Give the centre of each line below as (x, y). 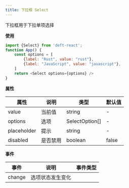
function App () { (24, 50)
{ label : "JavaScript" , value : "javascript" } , (72, 64)
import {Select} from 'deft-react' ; (44, 45)
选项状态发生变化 (51, 177)
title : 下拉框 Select (27, 10)
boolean (76, 140)
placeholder (22, 130)
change (17, 177)
